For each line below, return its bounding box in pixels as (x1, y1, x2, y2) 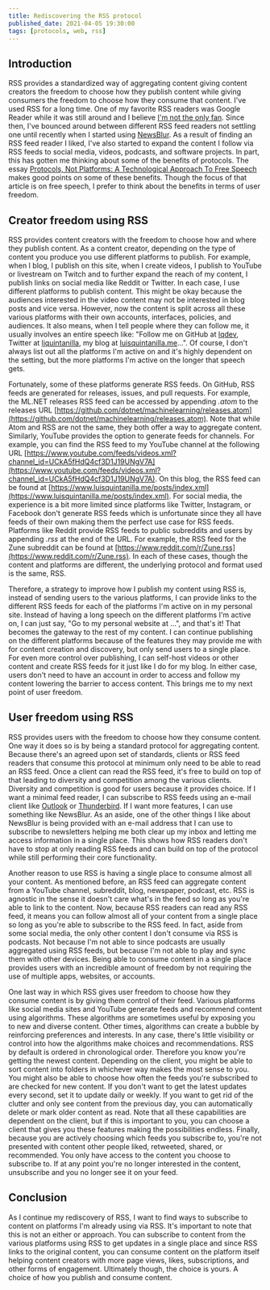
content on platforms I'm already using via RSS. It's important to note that (8, 1220, 252, 1230)
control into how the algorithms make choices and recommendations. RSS (8, 1038, 254, 1048)
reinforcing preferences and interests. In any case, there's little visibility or (8, 1030, 255, 1039)
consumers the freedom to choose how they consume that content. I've (8, 95, 247, 105)
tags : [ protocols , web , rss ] (8, 27, 106, 35)
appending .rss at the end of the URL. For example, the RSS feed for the (8, 535, 247, 543)
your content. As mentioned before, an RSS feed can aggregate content (8, 877, 247, 886)
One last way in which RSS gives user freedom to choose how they (8, 987, 231, 996)
